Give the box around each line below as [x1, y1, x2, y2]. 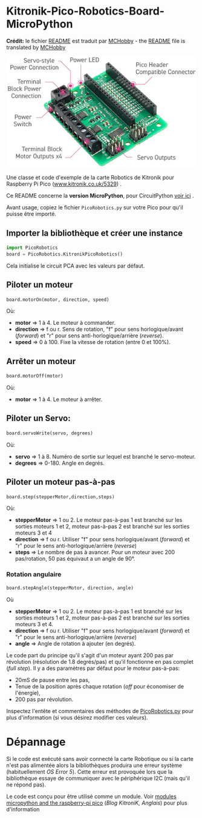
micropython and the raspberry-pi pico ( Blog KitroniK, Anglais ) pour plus [6, 799, 187, 806]
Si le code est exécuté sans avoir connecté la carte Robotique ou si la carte [6, 755, 194, 762]
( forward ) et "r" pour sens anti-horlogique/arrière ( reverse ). [15, 332, 164, 339]
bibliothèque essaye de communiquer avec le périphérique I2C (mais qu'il [6, 774, 191, 782]
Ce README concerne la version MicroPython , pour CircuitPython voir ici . [6, 192, 194, 200]
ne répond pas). [6, 781, 47, 788]
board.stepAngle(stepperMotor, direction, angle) [6, 584, 134, 591]
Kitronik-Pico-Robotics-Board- [6, 4, 165, 18]
